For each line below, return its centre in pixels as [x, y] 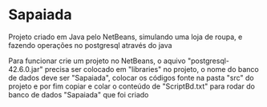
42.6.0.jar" [26, 69]
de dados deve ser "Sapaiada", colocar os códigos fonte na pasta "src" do [131, 77]
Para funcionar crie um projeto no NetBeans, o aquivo [97, 61]
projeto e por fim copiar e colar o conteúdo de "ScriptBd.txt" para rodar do [131, 86]
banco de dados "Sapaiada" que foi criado [79, 94]
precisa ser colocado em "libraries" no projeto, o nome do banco [152, 69]
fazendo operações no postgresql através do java [90, 45]
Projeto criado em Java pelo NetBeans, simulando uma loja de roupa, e [125, 37]
